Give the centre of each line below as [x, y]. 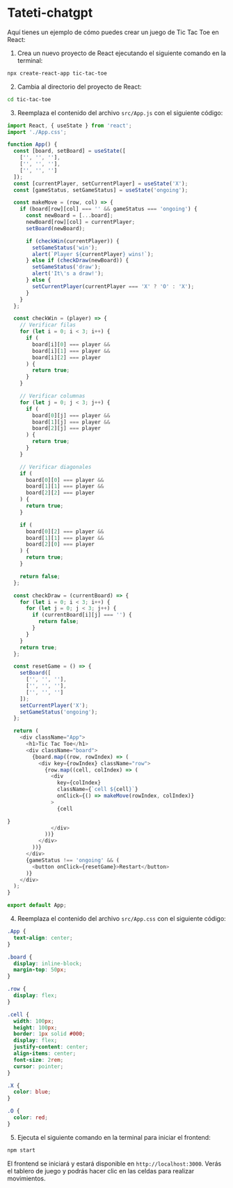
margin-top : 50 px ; [40, 970]
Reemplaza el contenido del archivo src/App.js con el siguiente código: [120, 112]
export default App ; [37, 905]
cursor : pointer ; [39, 1066]
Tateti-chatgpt [50, 13]
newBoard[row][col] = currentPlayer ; [80, 222]
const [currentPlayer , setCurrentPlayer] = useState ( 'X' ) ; [101, 183]
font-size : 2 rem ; [39, 1060]
